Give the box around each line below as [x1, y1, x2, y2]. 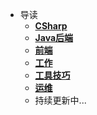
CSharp [34, 20, 68, 32]
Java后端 [34, 32, 74, 43]
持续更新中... [34, 94, 87, 106]
